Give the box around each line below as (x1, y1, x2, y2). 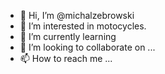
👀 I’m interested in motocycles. (19, 20, 147, 32)
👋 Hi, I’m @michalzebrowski (19, 10, 135, 21)
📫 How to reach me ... (19, 53, 113, 64)
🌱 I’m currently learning (19, 31, 117, 42)
